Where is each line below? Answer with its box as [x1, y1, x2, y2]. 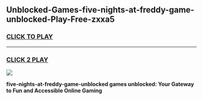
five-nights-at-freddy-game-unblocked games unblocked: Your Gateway [6, 80, 195, 87]
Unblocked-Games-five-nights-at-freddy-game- [6, 5, 195, 15]
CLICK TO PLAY [6, 33, 53, 41]
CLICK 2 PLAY [6, 55, 48, 64]
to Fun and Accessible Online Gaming [6, 87, 103, 94]
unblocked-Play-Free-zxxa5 [6, 15, 115, 25]
